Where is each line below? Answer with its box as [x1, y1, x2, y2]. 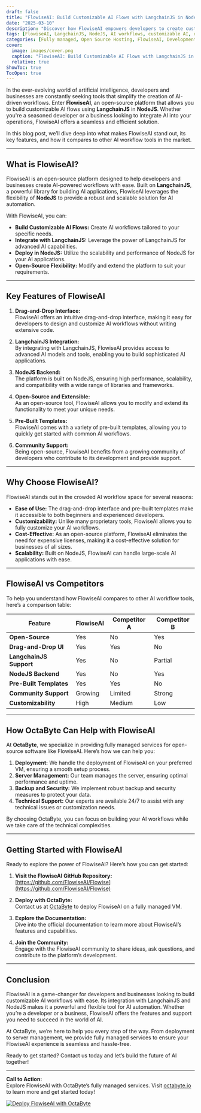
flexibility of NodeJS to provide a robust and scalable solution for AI [6, 194, 173, 201]
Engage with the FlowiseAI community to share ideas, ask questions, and [14, 945, 195, 952]
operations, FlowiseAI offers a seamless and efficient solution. [6, 118, 160, 126]
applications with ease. [14, 555, 72, 563]
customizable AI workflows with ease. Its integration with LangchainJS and [6, 997, 191, 1004]
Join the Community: [14, 939, 69, 946]
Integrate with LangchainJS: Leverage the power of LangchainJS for [14, 237, 186, 244]
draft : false [6, 8, 39, 15]
